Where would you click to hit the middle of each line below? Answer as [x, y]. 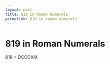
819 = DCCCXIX [21, 57]
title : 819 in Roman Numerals [37, 14]
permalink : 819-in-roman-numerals [41, 19]
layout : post [19, 10]
